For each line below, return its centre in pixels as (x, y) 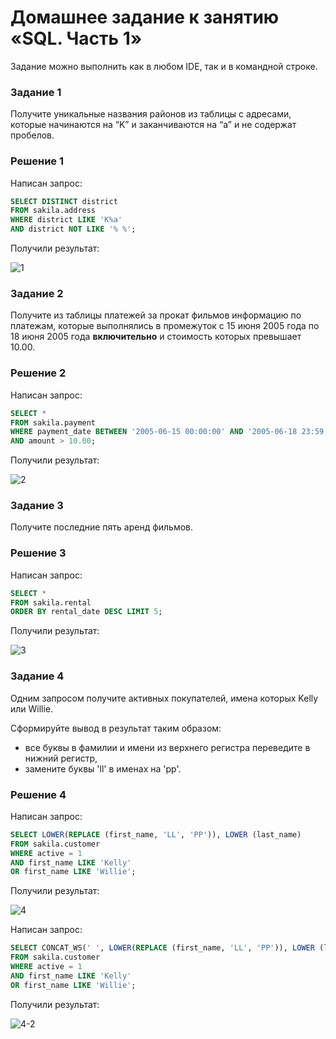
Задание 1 (36, 92)
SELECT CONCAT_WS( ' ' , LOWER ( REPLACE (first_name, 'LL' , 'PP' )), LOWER (162, 948)
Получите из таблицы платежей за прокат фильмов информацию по (156, 315)
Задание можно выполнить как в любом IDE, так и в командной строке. (164, 66)
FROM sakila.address (53, 211)
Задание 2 (37, 293)
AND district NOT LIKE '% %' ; (73, 229)
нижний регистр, (61, 758)
